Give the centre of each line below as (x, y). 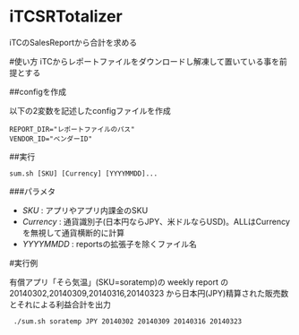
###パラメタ (33, 191)
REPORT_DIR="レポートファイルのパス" (72, 129)
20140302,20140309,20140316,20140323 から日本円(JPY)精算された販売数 (149, 293)
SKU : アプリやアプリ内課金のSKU (85, 210)
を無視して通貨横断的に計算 (73, 232)
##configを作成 (38, 91)
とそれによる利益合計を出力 (60, 304)
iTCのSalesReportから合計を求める (73, 42)
